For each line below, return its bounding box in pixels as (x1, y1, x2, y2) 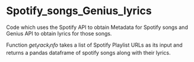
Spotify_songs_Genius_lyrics (6, 4, 152, 18)
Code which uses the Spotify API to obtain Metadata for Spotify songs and (6, 24, 188, 31)
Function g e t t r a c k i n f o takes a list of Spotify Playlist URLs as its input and (6, 41, 183, 50)
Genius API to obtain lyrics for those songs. (6, 30, 112, 37)
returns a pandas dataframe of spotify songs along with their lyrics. (6, 49, 171, 56)
